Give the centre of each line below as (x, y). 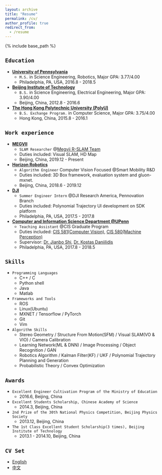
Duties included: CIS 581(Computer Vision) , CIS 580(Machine (80, 232)
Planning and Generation (44, 360)
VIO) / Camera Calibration (45, 340)
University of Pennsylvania (40, 71)
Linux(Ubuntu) (34, 309)
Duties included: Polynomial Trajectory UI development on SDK (82, 206)
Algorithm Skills (29, 330)
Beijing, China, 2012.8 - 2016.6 (50, 102)
